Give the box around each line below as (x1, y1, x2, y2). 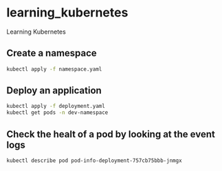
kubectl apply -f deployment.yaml (6, 103, 106, 110)
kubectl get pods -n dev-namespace (6, 109, 109, 116)
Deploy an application (6, 84, 102, 97)
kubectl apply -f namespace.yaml (6, 65, 102, 73)
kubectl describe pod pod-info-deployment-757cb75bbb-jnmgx (6, 157, 183, 164)
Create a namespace (6, 47, 97, 59)
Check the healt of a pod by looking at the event (6, 128, 216, 140)
